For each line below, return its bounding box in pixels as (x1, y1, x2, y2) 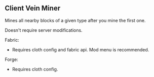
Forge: (5, 56, 18, 62)
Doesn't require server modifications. (5, 27, 83, 33)
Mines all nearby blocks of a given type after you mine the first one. (5, 17, 146, 23)
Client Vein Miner (5, 4, 61, 13)
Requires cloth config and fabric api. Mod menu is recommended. (12, 46, 149, 52)
